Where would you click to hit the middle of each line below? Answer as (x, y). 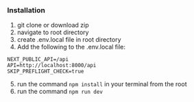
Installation (26, 10)
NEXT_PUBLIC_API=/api (38, 60)
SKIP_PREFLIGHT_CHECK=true (46, 72)
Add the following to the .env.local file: (71, 47)
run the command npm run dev (60, 92)
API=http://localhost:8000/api (52, 66)
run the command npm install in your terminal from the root (102, 84)
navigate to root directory (53, 32)
